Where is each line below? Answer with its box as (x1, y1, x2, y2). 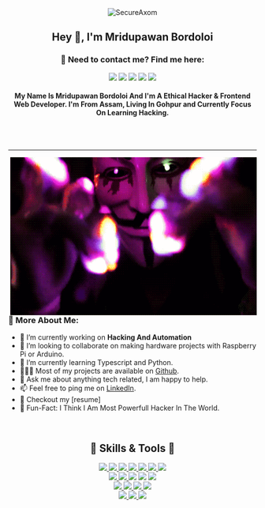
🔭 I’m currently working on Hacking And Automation (19, 333, 192, 342)
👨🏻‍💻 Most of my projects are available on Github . (19, 367, 180, 376)
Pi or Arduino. (19, 349, 65, 359)
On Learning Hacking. (95, 108, 170, 118)
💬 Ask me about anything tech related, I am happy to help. (19, 374, 208, 384)
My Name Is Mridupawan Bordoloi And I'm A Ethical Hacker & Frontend (14, 91, 251, 101)
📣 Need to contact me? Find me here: (60, 55, 205, 66)
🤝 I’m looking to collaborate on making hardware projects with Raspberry (19, 341, 256, 351)
